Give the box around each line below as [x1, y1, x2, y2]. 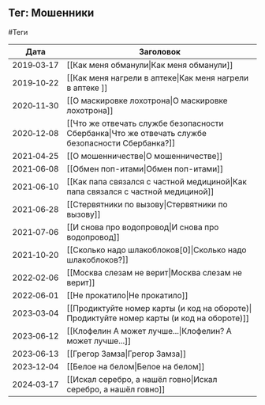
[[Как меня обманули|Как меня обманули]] [66, 59, 233, 70]
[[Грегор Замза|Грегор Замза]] [66, 348, 187, 359]
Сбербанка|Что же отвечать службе [66, 127, 207, 138]
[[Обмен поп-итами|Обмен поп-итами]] [66, 163, 223, 174]
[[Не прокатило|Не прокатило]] [66, 290, 188, 301]
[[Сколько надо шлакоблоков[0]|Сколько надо [66, 244, 247, 255]
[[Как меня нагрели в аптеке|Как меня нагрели [66, 72, 249, 83]
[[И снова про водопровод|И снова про [66, 221, 219, 233]
